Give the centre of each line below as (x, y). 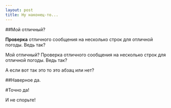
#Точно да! (17, 90)
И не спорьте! (21, 100)
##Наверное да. (23, 80)
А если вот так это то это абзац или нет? (50, 70)
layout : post (19, 10)
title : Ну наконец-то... (32, 15)
